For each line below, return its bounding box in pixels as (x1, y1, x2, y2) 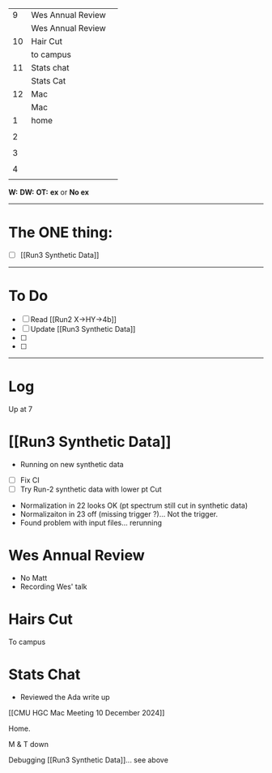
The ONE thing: (8, 223, 113, 242)
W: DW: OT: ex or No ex (8, 187, 89, 197)
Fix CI (19, 475, 40, 485)
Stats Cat (31, 75, 66, 86)
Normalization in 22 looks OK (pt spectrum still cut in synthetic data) (19, 500, 249, 510)
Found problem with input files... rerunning (19, 517, 163, 527)
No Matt (19, 573, 48, 582)
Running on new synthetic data (19, 459, 124, 469)
